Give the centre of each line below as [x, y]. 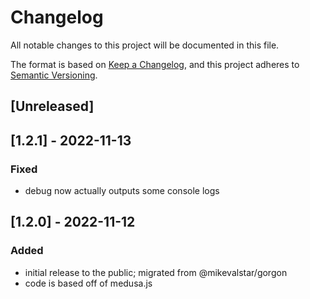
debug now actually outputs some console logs [122, 191]
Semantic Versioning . [54, 75]
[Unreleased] [52, 106]
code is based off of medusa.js [88, 283]
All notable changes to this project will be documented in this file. [145, 45]
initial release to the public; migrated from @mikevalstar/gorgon [156, 272]
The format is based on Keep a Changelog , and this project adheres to [155, 64]
